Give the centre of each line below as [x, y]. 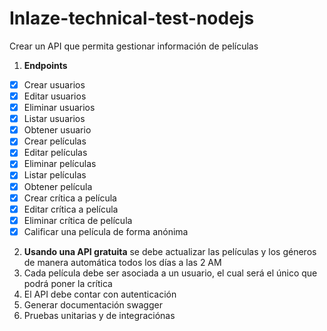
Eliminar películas [60, 164]
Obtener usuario [57, 130]
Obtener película [58, 186]
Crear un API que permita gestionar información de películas [134, 46]
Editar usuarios [55, 96]
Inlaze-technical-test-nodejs [132, 18]
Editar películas [55, 153]
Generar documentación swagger [93, 304]
